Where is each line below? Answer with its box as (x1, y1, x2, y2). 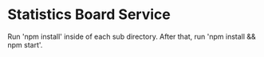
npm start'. (7, 40, 43, 49)
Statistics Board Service (7, 6, 171, 24)
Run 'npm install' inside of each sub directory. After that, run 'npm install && (7, 32, 256, 41)
